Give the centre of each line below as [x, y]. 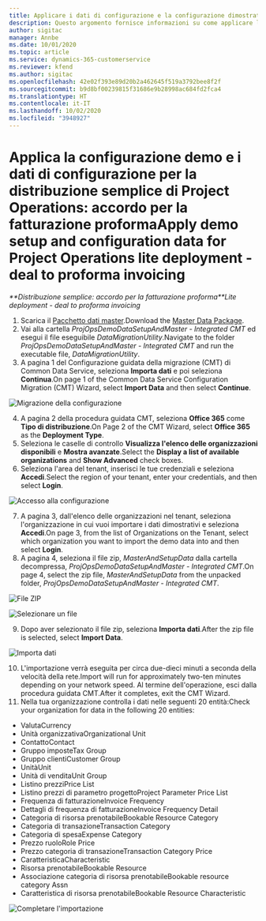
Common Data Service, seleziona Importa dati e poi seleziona [121, 370]
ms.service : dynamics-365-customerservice [80, 60]
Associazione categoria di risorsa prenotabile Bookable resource [125, 876]
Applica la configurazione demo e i [125, 158]
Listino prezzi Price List [57, 784]
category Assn [44, 885]
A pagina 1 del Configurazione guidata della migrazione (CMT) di [126, 362]
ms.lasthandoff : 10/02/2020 [55, 111]
